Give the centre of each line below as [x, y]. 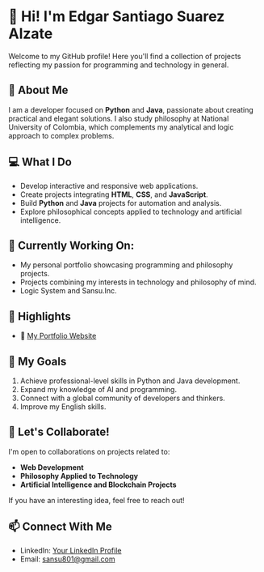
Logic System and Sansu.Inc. [68, 291]
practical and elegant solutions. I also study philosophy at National [119, 118]
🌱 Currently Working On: [71, 245]
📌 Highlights [40, 316]
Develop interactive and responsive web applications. [109, 186]
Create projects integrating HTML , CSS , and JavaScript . [114, 194]
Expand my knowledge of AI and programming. [98, 389]
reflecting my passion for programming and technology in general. [119, 65]
